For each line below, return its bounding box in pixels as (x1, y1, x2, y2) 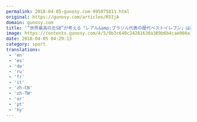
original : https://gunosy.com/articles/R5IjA (6, 14, 119, 20)
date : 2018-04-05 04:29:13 (6, 36, 72, 42)
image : (6, 30, 22, 36)
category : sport (6, 42, 46, 48)
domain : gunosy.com (6, 19, 54, 25)
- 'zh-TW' (8, 90, 33, 96)
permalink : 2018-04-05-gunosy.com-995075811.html (6, 8, 130, 15)
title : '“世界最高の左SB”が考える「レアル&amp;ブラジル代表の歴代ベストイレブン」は (6, 25, 191, 31)
